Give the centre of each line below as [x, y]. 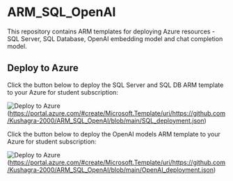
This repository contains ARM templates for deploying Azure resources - [111, 31]
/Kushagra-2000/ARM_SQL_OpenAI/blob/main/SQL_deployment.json [106, 120]
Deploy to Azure [43, 68]
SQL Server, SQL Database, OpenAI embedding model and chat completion [115, 38]
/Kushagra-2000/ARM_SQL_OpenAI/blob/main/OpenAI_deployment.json [111, 170]
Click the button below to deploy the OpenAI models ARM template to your [114, 134]
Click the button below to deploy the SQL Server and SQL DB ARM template [115, 85]
